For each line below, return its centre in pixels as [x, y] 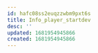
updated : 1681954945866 [41, 33]
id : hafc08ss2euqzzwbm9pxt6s [49, 13]
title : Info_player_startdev [49, 20]
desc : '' [20, 26]
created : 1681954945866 [41, 39]
